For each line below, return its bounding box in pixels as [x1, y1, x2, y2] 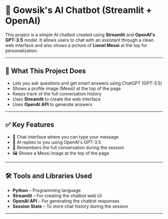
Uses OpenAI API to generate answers [12, 101, 92, 107]
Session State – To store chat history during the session [12, 203, 128, 209]
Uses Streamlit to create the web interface [12, 96, 101, 102]
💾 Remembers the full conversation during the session [12, 144, 124, 150]
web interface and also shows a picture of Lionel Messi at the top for [5, 42, 147, 48]
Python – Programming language [12, 187, 81, 193]
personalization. [5, 47, 38, 53]
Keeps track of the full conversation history [12, 90, 101, 96]
